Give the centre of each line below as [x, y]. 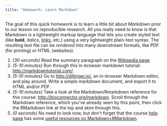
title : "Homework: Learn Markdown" [42, 10]
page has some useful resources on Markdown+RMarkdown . [75, 118]
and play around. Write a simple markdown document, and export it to [84, 81]
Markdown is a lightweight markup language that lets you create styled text [83, 34]
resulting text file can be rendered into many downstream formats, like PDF [82, 45]
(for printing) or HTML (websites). [40, 50]
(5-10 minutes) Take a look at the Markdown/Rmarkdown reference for [84, 92]
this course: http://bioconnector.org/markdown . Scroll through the [80, 97]
